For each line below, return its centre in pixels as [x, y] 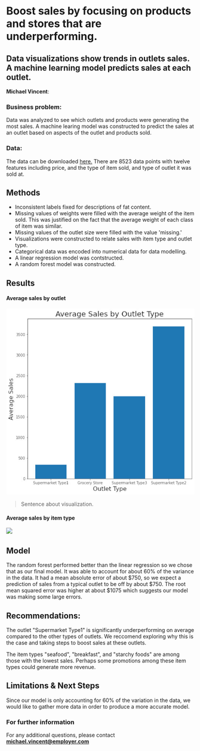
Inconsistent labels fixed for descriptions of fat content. [83, 207]
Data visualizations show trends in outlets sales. [98, 58]
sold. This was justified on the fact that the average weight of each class [104, 220]
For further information [40, 722]
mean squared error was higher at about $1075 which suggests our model [97, 591]
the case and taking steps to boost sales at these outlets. [76, 642]
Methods [23, 193]
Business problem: [34, 107]
